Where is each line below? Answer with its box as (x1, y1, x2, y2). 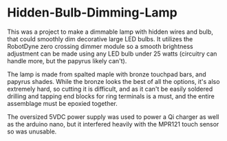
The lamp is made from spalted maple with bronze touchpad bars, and (7, 70, 206, 78)
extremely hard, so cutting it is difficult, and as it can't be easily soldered (7, 85, 213, 93)
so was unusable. (7, 127, 57, 135)
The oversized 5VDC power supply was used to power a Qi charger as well (7, 112, 219, 121)
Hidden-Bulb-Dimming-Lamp (7, 5, 177, 21)
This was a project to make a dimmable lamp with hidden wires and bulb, (7, 28, 213, 36)
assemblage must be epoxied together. (7, 99, 118, 107)
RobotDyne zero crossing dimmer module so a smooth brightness (7, 42, 194, 50)
